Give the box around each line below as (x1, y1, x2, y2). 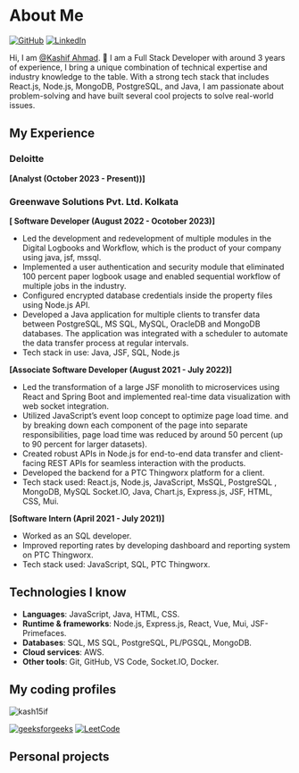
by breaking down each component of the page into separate (21, 420, 248, 430)
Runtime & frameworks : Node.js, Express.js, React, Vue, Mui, (21, 618, 249, 629)
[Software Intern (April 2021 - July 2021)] (9, 513, 165, 523)
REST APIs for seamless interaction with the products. (47, 457, 246, 468)
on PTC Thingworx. (21, 549, 94, 560)
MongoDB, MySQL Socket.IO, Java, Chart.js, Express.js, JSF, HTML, (21, 486, 273, 497)
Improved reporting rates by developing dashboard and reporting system (21, 539, 291, 550)
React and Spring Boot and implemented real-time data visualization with (21, 391, 291, 402)
